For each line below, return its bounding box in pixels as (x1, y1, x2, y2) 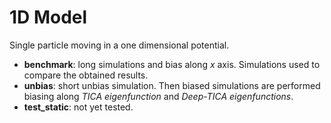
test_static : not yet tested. (23, 101, 134, 113)
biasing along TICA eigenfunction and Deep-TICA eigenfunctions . (23, 90, 294, 102)
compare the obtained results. (23, 69, 149, 81)
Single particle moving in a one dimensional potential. (9, 39, 230, 51)
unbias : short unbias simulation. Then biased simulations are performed (23, 79, 321, 91)
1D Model (9, 6, 88, 29)
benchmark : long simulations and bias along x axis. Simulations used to (23, 58, 321, 70)
